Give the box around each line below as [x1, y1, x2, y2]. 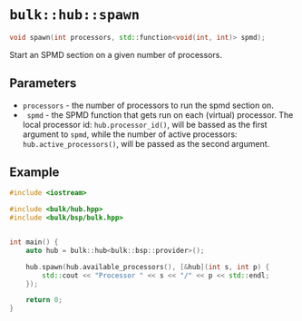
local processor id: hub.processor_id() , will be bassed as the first [22, 119, 268, 130]
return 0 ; [25, 296, 63, 305]
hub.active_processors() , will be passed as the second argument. [22, 138, 270, 149]
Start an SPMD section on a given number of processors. [9, 49, 222, 60]
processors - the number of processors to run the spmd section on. [22, 100, 274, 111]
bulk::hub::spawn [9, 6, 141, 24]
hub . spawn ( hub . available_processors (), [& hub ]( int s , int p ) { [25, 262, 270, 271]
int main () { [9, 238, 59, 247]
